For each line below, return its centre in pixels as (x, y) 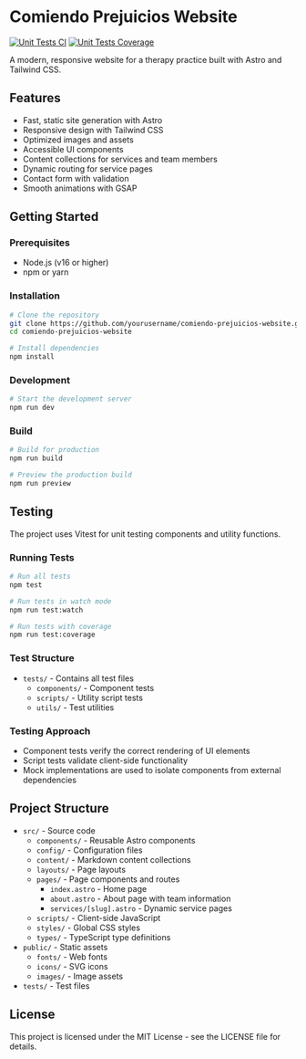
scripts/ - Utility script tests (90, 697)
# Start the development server (71, 399)
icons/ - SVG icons (72, 966)
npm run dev (32, 408)
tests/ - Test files (56, 986)
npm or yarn (46, 272)
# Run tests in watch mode (61, 601)
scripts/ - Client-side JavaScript (98, 917)
